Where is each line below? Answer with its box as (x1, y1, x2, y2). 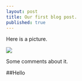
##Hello (6, 69, 25, 76)
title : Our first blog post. (6, 14, 77, 20)
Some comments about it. (6, 58, 69, 65)
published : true (6, 19, 46, 25)
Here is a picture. (6, 36, 48, 43)
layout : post (6, 8, 38, 15)
